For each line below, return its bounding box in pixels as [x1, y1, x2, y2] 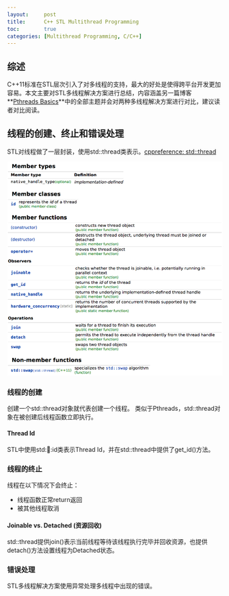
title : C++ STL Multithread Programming [7, 18, 139, 25]
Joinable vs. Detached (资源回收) [7, 521, 103, 529]
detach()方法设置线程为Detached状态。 [7, 546, 118, 555]
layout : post [7, 11, 57, 18]
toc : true [7, 25, 57, 32]
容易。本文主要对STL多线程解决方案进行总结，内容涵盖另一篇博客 [7, 89, 192, 97]
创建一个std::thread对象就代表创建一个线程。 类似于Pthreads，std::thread [7, 405, 215, 413]
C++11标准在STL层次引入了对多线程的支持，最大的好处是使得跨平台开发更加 [7, 80, 221, 88]
